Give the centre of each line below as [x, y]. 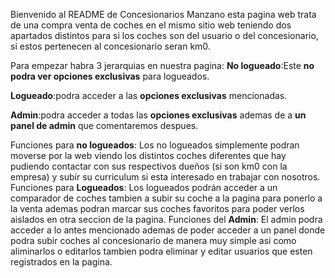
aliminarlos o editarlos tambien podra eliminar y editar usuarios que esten [161, 251]
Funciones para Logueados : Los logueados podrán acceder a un [144, 187]
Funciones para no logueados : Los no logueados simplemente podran [155, 145]
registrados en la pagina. [61, 262]
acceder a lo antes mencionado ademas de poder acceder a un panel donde [168, 230]
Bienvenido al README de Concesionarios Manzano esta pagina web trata [163, 14]
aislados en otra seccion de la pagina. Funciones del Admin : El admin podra [166, 219]
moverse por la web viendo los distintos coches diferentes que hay [148, 155]
